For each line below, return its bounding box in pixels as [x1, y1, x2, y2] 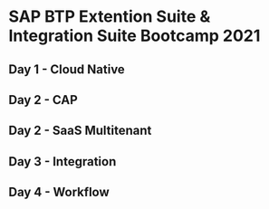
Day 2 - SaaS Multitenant [8, 123, 152, 138]
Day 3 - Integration [8, 154, 117, 169]
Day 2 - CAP [8, 92, 78, 108]
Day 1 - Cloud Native [8, 62, 126, 77]
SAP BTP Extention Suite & [8, 6, 211, 27]
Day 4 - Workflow [8, 185, 110, 200]
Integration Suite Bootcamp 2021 [8, 25, 261, 46]
